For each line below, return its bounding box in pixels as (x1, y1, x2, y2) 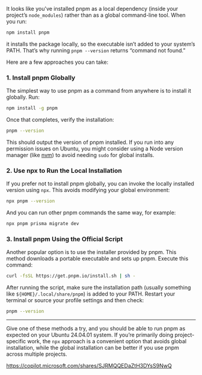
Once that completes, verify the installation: (6, 116, 114, 123)
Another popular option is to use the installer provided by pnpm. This (6, 249, 177, 256)
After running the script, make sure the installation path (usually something (6, 284, 191, 291)
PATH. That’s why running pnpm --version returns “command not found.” (6, 46, 186, 54)
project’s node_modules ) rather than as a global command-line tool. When (6, 11, 186, 19)
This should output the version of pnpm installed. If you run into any (6, 138, 174, 146)
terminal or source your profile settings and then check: (6, 297, 144, 304)
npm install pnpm (6, 29, 50, 36)
